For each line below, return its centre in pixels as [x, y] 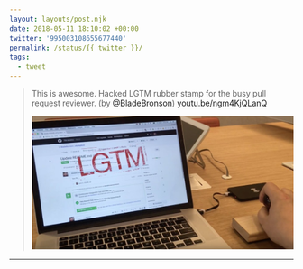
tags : [19, 57]
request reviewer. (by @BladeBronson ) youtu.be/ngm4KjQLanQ [149, 103]
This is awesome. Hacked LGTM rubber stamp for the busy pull [149, 93]
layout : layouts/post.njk [58, 19]
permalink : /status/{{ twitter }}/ [76, 48]
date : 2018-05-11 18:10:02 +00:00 [74, 28]
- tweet [32, 67]
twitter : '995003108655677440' [68, 38]
